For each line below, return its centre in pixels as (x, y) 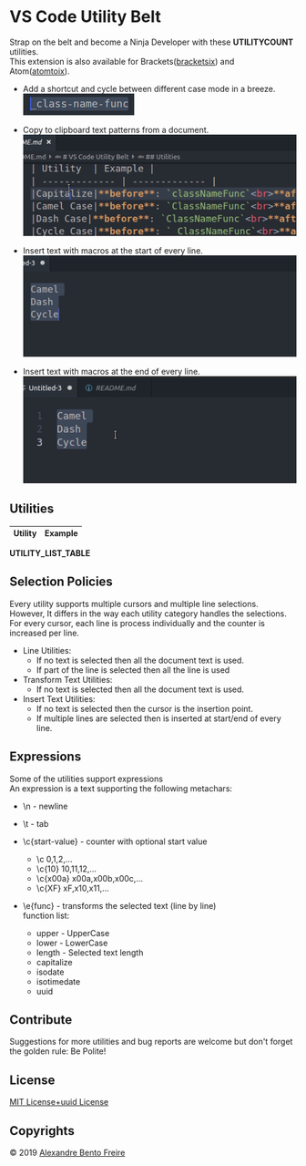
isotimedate (58, 981)
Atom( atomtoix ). (40, 71)
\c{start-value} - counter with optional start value (115, 841)
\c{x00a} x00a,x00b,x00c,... (90, 878)
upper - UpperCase (73, 933)
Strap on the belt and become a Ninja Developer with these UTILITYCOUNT (152, 42)
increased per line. (45, 633)
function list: (46, 915)
